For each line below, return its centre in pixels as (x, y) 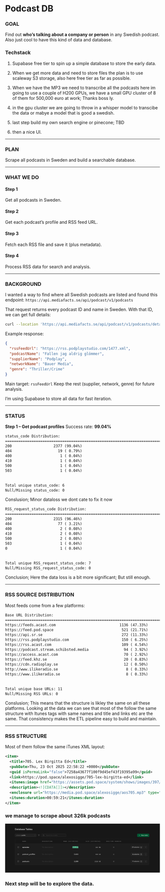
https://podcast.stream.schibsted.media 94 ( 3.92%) (77, 649)
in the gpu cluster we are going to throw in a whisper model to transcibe (85, 108)
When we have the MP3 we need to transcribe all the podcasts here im (84, 88)
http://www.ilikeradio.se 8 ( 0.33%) (77, 669)
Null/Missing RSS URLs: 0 (31, 694)
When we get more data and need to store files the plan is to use (78, 73)
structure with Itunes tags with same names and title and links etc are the (79, 713)
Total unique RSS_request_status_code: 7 (48, 563)
